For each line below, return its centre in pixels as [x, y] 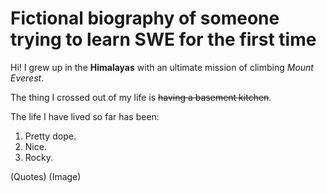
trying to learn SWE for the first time [163, 39]
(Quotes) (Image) [46, 176]
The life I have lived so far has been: [85, 116]
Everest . [27, 78]
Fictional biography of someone [145, 18]
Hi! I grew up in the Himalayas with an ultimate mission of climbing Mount [162, 67]
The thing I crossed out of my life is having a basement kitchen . [141, 97]
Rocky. [38, 157]
